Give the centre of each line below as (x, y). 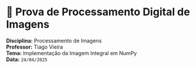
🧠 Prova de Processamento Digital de (98, 12)
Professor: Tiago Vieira (35, 47)
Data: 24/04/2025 (27, 59)
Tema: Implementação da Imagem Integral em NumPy (72, 53)
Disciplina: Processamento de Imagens (54, 40)
